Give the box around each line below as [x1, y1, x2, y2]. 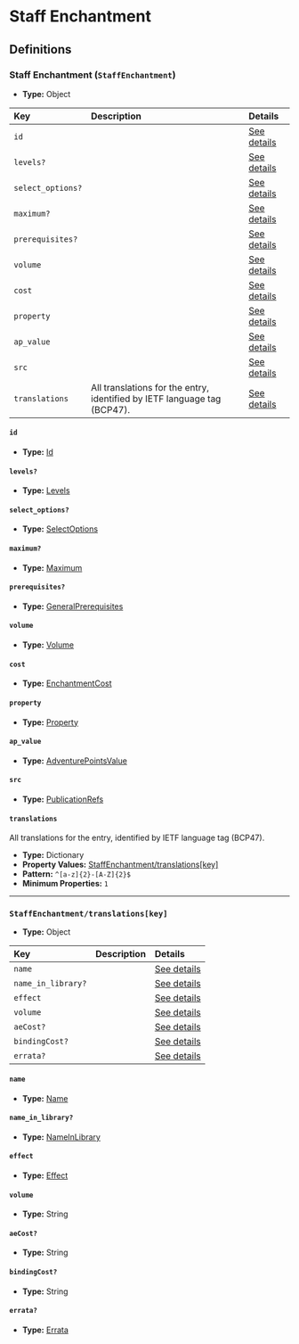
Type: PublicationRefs [21, 794, 104, 804]
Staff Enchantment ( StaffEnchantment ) [9, 69, 176, 81]
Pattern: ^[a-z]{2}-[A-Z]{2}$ [21, 869, 132, 879]
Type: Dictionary [21, 850, 85, 861]
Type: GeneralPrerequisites [21, 600, 124, 612]
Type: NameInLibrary [21, 1131, 101, 1142]
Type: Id [21, 447, 53, 458]
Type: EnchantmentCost [21, 678, 113, 688]
